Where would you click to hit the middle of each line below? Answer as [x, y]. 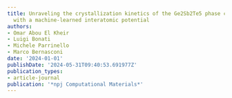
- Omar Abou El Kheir [38, 33]
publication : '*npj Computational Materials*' [75, 84]
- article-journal [33, 78]
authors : [20, 26]
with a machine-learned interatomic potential [81, 20]
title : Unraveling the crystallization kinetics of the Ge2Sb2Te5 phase [114, 13]
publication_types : [35, 71]
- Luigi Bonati [29, 39]
